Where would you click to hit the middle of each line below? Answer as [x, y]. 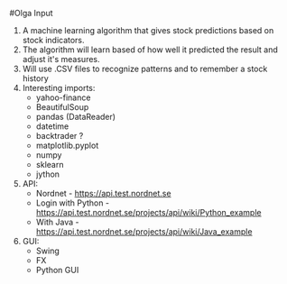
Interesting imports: [59, 88]
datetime [52, 126]
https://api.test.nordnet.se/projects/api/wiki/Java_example [144, 232]
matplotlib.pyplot [67, 145]
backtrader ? [60, 136]
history [36, 78]
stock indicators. [53, 40]
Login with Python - [73, 203]
